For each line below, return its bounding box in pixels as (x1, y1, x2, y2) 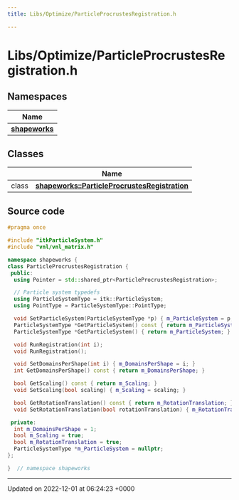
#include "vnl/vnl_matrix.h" (7, 243, 94, 250)
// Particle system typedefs (14, 289, 100, 296)
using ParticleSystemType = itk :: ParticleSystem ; (14, 296, 164, 303)
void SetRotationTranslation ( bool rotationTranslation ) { (14, 406, 190, 413)
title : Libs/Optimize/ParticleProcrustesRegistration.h (7, 10, 176, 18)
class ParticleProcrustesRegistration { (7, 262, 129, 270)
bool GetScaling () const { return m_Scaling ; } (14, 380, 158, 388)
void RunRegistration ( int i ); (14, 341, 103, 349)
